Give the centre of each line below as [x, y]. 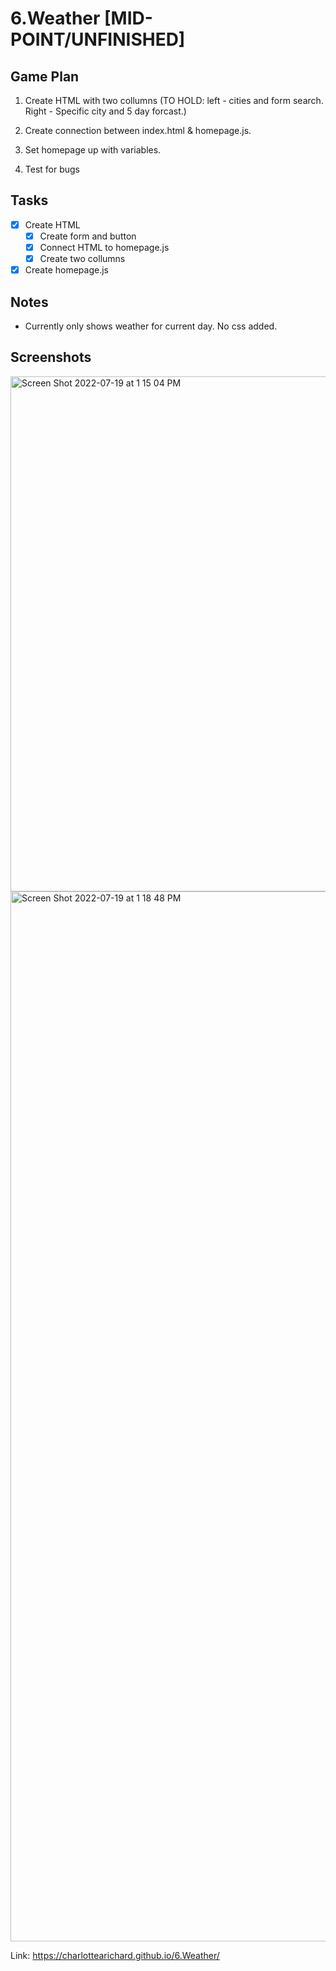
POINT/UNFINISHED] [98, 39]
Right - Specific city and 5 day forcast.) [105, 111]
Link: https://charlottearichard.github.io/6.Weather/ [115, 1955]
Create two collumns [82, 258]
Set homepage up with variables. [93, 150]
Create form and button [88, 236]
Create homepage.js [66, 270]
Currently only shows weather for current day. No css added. [151, 326]
